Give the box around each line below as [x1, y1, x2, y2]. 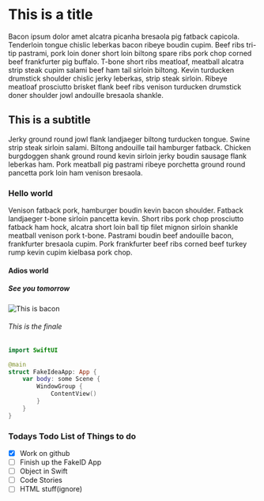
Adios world [8, 266, 49, 275]
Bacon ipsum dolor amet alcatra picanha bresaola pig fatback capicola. [8, 32, 239, 41]
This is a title [8, 6, 93, 24]
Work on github [19, 448, 70, 458]
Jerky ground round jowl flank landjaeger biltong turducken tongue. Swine [8, 134, 251, 144]
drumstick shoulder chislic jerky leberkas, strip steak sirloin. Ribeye [8, 73, 228, 83]
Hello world [8, 187, 54, 198]
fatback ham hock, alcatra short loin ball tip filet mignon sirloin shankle [8, 223, 239, 232]
